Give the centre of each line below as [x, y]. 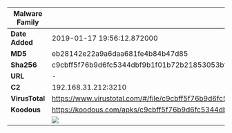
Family [28, 22]
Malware [28, 13]
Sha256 [24, 65]
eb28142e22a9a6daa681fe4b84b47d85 [120, 53]
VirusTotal [28, 98]
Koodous [26, 110]
